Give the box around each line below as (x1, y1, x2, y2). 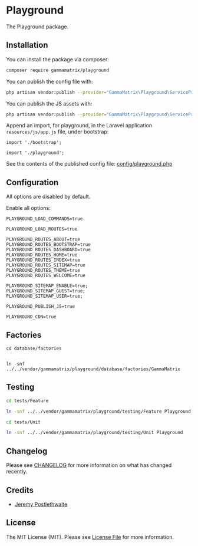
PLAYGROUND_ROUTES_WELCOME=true (6, 272, 85, 279)
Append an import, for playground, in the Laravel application (6, 122, 152, 129)
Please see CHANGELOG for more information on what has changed (6, 462, 172, 469)
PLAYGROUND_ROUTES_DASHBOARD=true (6, 247, 91, 253)
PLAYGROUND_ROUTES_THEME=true (6, 268, 81, 274)
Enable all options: (6, 205, 51, 212)
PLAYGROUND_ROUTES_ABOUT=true (6, 236, 81, 242)
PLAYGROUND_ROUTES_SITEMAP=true (6, 262, 85, 268)
